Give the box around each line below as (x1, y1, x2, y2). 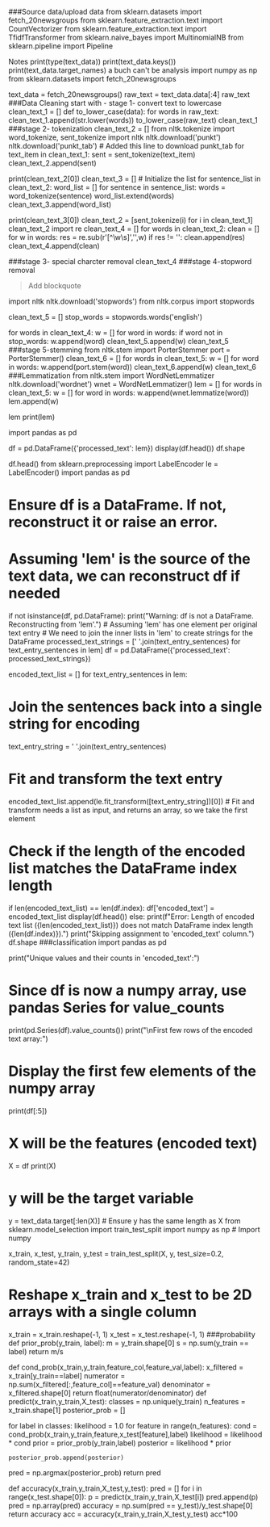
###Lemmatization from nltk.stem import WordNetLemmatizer (8, 371, 215, 380)
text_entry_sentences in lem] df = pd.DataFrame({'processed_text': (8, 645, 231, 655)
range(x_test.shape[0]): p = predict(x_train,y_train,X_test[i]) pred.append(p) (8, 1491, 259, 1501)
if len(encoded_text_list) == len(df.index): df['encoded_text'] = (8, 903, 215, 912)
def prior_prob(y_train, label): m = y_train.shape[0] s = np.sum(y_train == (8, 1338, 249, 1348)
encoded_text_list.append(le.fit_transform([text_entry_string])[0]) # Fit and (8, 797, 255, 806)
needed (8, 585, 60, 602)
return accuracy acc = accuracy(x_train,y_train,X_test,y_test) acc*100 (8, 1509, 239, 1519)
